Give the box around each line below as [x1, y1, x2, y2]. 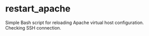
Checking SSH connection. [5, 24, 62, 30]
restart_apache [5, 3, 71, 14]
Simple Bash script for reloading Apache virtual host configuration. [5, 19, 144, 25]
